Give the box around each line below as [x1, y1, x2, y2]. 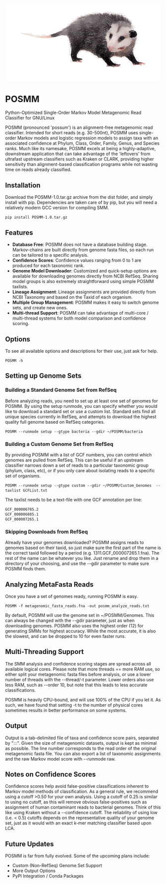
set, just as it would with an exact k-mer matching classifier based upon [5, 820, 152, 826]
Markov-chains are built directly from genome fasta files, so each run [12, 247, 154, 253]
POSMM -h [5, 358, 23, 363]
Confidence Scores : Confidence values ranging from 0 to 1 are [12, 257, 141, 264]
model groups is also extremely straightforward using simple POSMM [12, 278, 154, 284]
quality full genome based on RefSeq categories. [5, 419, 105, 425]
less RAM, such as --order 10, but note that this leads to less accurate [5, 682, 148, 688]
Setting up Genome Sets [5, 372, 82, 380]
